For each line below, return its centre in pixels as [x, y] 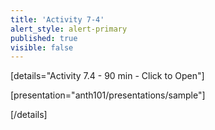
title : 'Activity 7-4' [57, 19]
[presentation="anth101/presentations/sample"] [108, 95]
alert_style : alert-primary [69, 29]
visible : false [42, 47]
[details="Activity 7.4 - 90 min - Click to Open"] [107, 76]
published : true [44, 38]
